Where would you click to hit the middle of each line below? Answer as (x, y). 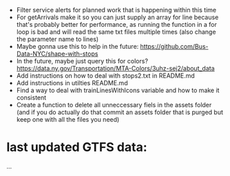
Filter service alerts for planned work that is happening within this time (116, 10)
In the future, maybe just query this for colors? (82, 61)
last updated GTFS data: (77, 147)
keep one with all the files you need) (68, 119)
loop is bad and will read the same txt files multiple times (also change (116, 32)
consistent (31, 98)
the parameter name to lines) (57, 39)
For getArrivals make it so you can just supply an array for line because (117, 17)
